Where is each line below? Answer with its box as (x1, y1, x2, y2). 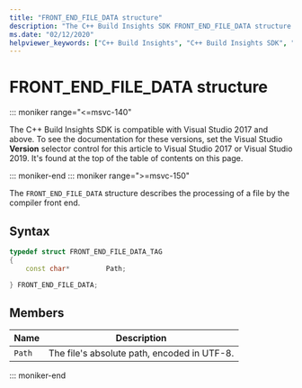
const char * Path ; (25, 264, 127, 273)
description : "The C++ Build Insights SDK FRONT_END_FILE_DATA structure (9, 22, 292, 31)
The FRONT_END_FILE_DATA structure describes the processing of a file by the (9, 188, 290, 199)
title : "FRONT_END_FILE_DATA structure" (9, 13, 164, 23)
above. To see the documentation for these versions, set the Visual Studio (9, 134, 283, 145)
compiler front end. (9, 197, 81, 208)
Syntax (9, 223, 50, 239)
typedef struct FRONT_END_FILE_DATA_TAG (9, 248, 164, 257)
